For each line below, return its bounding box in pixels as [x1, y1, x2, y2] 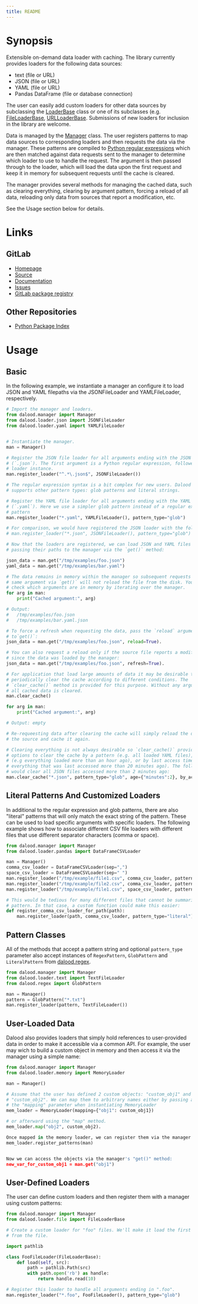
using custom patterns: [6, 1199, 62, 1207]
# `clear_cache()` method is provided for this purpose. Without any [6, 682, 181, 688]
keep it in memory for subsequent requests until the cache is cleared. [6, 169, 175, 177]
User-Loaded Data [6, 1018, 75, 1028]
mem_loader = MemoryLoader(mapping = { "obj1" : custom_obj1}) [6, 1108, 154, 1114]
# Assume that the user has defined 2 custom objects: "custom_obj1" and [6, 1091, 192, 1097]
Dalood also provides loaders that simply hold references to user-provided [6, 1034, 187, 1041]
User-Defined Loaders [6, 1178, 90, 1188]
